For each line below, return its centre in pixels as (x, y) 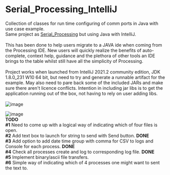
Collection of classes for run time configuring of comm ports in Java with (82, 23)
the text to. (17, 168)
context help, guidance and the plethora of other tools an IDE (91, 56)
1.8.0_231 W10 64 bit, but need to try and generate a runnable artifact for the (85, 77)
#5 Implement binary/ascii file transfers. (47, 157)
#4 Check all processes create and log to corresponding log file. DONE (80, 152)
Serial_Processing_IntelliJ (61, 9)
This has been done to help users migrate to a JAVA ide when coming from (84, 45)
